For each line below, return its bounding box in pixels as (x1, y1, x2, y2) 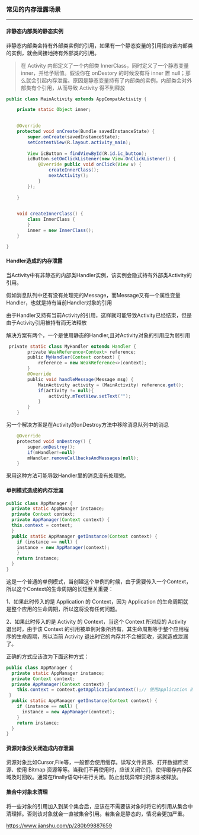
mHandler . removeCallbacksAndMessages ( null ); (27, 455, 139, 461)
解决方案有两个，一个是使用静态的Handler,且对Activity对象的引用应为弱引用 (6, 331, 191, 339)
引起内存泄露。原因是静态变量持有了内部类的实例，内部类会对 (36, 77, 187, 84)
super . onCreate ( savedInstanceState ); (27, 134, 120, 140)
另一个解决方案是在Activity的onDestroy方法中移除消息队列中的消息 (6, 421, 169, 428)
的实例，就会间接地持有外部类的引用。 (6, 49, 99, 56)
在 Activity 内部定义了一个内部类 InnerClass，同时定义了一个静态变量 (20, 62, 190, 69)
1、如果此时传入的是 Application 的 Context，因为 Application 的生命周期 (6, 598, 184, 605)
